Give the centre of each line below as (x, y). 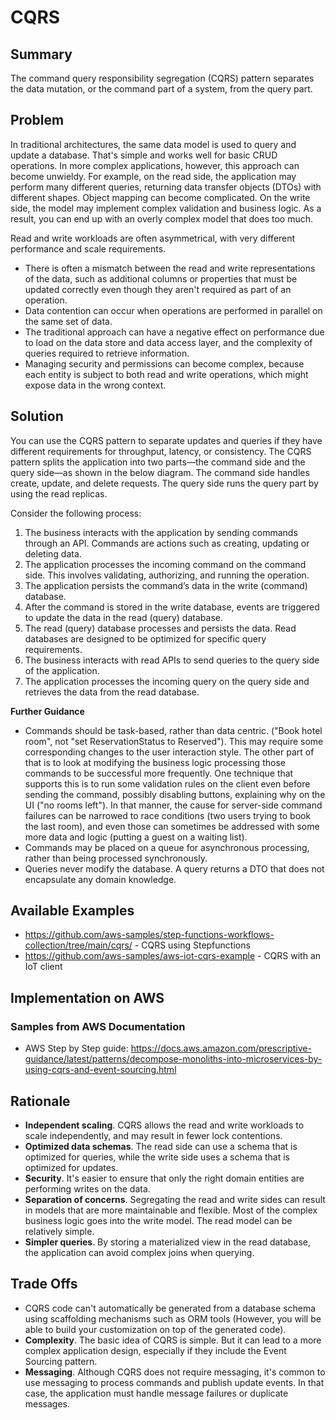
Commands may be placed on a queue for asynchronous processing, (167, 847)
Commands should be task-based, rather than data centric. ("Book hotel (173, 730)
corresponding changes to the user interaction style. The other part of (169, 752)
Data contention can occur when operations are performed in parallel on (173, 310)
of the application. (62, 670)
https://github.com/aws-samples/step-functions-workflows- (149, 935)
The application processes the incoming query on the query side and (167, 681)
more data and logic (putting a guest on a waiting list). (136, 837)
